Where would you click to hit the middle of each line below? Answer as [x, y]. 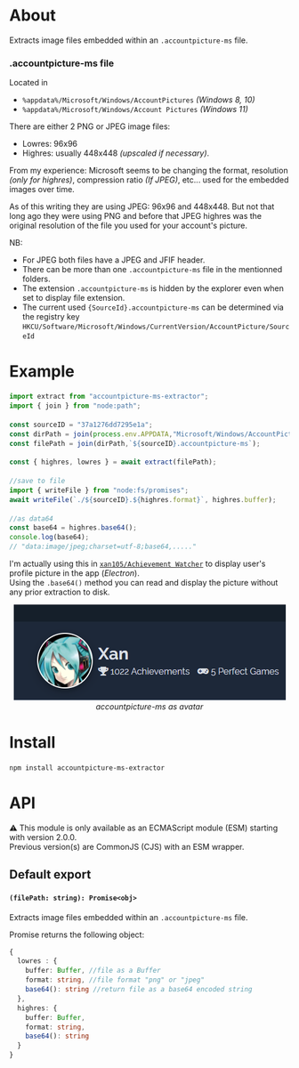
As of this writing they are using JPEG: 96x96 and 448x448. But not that [142, 206]
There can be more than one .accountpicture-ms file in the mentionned [152, 270]
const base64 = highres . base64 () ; [73, 528]
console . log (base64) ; [49, 538]
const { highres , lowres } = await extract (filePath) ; [113, 462]
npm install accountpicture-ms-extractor [87, 768]
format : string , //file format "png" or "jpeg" [115, 980]
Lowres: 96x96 [50, 144]
